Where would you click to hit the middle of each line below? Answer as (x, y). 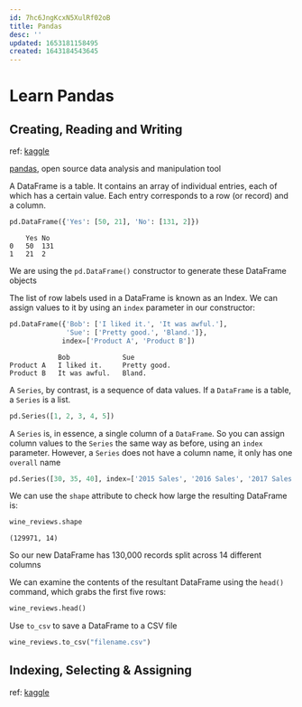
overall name (35, 462)
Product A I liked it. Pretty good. (90, 365)
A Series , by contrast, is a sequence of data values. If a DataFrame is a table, (150, 390)
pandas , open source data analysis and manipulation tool (115, 169)
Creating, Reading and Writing (96, 129)
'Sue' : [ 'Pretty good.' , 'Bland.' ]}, (137, 332)
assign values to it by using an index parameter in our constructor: (132, 307)
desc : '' (26, 34)
